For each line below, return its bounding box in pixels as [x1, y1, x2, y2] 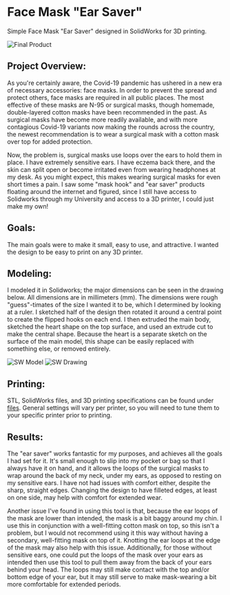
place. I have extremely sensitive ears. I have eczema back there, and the [7, 158, 216, 166]
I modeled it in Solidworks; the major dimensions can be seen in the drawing [7, 286, 224, 294]
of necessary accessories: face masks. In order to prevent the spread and [7, 86, 217, 94]
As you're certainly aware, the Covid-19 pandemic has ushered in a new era [7, 79, 222, 87]
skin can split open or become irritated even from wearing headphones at [7, 165, 216, 173]
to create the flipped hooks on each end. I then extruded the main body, [7, 315, 211, 324]
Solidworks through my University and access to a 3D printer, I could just [7, 195, 214, 203]
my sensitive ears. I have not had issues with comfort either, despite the [7, 479, 211, 487]
